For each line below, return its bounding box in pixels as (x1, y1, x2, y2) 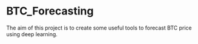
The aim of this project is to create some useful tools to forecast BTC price (6, 24, 192, 31)
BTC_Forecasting (6, 4, 94, 18)
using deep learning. (6, 30, 58, 37)
